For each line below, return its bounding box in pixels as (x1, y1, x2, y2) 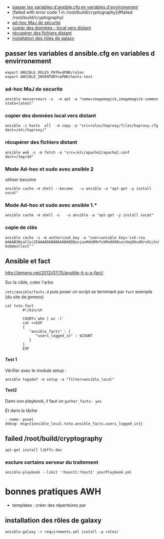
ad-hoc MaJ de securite (5, 86, 63, 92)
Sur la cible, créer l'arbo (5, 280, 54, 285)
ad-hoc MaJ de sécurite (12, 20, 61, 25)
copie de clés (5, 224, 38, 231)
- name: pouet (5, 417, 34, 422)
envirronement (5, 57, 52, 65)
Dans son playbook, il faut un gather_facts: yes (5, 398, 102, 404)
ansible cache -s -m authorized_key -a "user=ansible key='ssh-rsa (5, 235, 145, 240)
